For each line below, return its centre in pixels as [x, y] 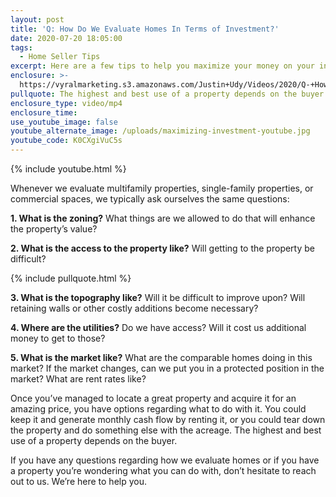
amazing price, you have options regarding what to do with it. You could [158, 409]
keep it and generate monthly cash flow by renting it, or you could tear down [168, 419]
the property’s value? [54, 229]
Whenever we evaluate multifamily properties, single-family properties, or [162, 188]
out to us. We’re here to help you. [78, 481]
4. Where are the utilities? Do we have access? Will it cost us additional [158, 327]
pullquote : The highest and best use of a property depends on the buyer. [169, 94]
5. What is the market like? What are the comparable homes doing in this [161, 357]
